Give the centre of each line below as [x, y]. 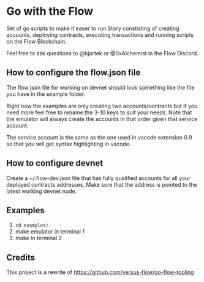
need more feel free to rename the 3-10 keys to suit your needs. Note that [99, 112]
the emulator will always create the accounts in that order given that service [102, 119]
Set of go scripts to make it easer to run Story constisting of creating [93, 28]
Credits [21, 257]
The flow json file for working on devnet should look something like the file [100, 87]
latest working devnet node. [42, 191]
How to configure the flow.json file [74, 73]
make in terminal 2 [39, 238]
